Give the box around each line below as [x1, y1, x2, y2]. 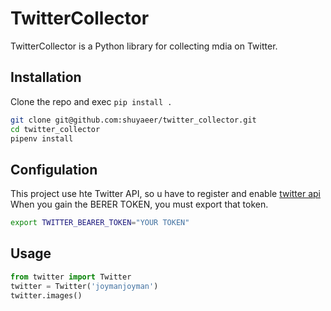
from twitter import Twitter [10, 272, 132, 282]
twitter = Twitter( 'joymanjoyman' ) [10, 281, 159, 291]
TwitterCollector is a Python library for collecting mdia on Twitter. [10, 40, 278, 52]
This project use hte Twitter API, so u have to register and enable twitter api [10, 188, 322, 200]
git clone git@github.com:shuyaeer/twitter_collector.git [10, 115, 257, 125]
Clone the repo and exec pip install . [10, 95, 173, 107]
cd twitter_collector [10, 124, 101, 134]
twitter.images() [10, 290, 83, 301]
